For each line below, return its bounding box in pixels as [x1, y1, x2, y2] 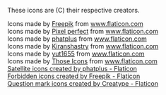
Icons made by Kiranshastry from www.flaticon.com [7, 42, 159, 50]
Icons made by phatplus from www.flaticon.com [7, 34, 147, 43]
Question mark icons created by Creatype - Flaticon [7, 80, 159, 87]
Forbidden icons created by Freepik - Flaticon [7, 72, 141, 80]
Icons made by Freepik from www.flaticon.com [7, 20, 143, 27]
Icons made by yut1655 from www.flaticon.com [7, 49, 145, 58]
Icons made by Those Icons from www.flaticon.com [7, 57, 158, 65]
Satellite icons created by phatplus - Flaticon [7, 65, 138, 72]
